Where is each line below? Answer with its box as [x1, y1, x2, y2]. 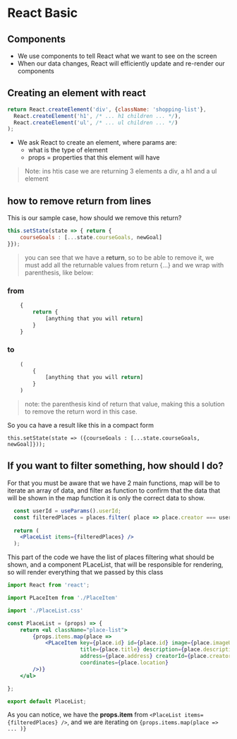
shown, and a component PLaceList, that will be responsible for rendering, [7, 560, 224, 569]
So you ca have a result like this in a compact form [7, 421, 154, 430]
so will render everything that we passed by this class [7, 568, 164, 577]
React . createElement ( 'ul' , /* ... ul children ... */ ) [13, 119, 178, 126]
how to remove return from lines [7, 195, 152, 207]
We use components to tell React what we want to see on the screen [17, 52, 217, 60]
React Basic [7, 5, 78, 21]
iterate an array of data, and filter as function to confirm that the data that [7, 486, 221, 495]
